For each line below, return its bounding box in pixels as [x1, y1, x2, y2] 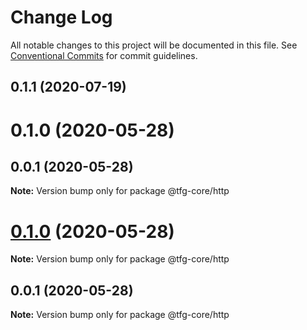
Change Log [10, 6, 113, 29]
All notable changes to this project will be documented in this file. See [10, 39, 298, 51]
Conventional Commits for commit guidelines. [10, 49, 198, 61]
